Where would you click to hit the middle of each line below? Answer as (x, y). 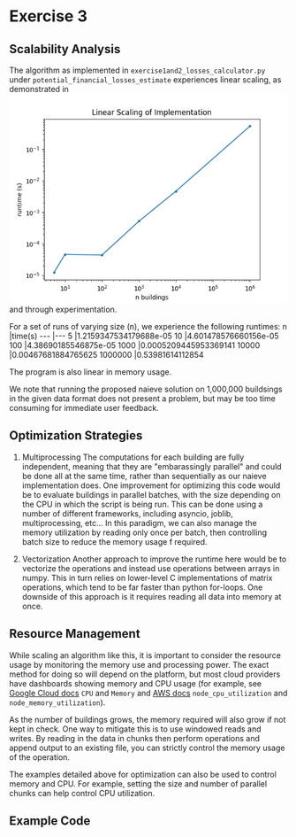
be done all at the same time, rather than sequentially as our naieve (144, 476)
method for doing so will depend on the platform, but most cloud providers (145, 674)
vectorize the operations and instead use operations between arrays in (151, 568)
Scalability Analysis (65, 49)
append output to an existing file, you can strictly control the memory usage (147, 748)
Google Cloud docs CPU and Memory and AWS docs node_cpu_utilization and (148, 693)
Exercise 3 (49, 16)
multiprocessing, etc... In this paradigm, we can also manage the (140, 523)
